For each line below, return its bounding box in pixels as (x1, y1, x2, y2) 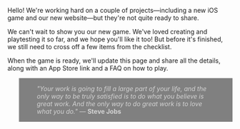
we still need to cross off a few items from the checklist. (7, 43, 172, 51)
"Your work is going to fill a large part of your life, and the (36, 85, 207, 93)
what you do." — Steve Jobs (36, 107, 121, 115)
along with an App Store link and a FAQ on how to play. (7, 64, 169, 72)
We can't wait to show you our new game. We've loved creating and (7, 28, 208, 36)
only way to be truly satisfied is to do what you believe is (36, 92, 204, 100)
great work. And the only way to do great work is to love (36, 100, 202, 108)
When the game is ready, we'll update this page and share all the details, (7, 56, 221, 65)
